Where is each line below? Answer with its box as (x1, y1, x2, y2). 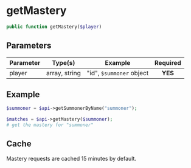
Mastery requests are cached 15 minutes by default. (6, 155, 137, 162)
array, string (46, 69, 81, 77)
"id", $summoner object (86, 69, 149, 77)
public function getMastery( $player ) (6, 24, 102, 30)
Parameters (6, 41, 52, 51)
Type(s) (52, 58, 75, 67)
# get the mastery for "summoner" (6, 122, 94, 128)
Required (154, 58, 181, 67)
